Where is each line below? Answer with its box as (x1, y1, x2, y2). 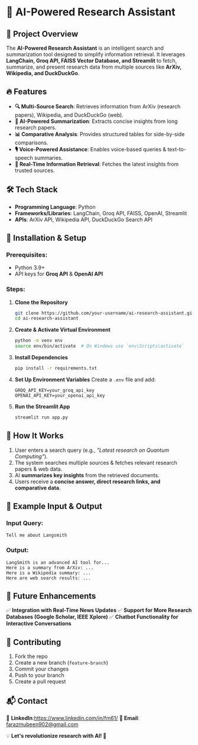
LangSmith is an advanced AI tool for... (6, 559, 110, 565)
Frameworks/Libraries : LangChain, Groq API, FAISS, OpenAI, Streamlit (14, 209, 187, 216)
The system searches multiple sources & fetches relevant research (14, 459, 177, 466)
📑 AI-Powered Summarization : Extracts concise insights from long (14, 118, 178, 125)
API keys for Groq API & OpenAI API (14, 270, 103, 277)
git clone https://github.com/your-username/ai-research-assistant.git (14, 310, 195, 316)
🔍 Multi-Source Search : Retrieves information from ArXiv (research (14, 103, 181, 110)
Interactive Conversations (6, 620, 72, 627)
